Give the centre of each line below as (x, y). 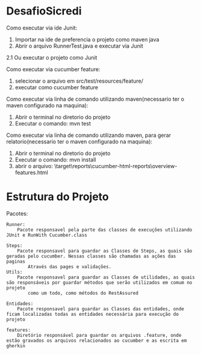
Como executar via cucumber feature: (53, 69)
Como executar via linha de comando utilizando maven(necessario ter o (95, 99)
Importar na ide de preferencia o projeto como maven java (87, 39)
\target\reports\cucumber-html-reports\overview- (116, 166)
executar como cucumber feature (56, 87)
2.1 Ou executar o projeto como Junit (52, 57)
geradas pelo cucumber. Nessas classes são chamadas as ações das (91, 256)
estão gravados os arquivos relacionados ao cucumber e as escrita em (97, 341)
